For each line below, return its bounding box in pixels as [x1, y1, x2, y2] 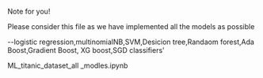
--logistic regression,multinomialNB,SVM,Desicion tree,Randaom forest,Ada [7, 37, 255, 46]
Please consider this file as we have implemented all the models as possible [7, 22, 255, 31]
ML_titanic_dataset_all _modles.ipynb [7, 61, 128, 70]
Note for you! [7, 7, 51, 16]
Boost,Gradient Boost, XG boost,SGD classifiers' [7, 46, 166, 54]
